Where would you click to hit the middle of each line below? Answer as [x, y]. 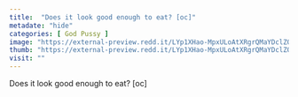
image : [21, 42]
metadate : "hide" [41, 26]
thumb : [21, 50]
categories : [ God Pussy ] [59, 34]
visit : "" [27, 58]
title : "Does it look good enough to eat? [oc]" [103, 17]
